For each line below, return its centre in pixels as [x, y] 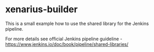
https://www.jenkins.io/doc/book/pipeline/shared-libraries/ [67, 44]
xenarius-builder [41, 9]
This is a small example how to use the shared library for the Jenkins [77, 23]
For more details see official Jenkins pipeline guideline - [64, 39]
